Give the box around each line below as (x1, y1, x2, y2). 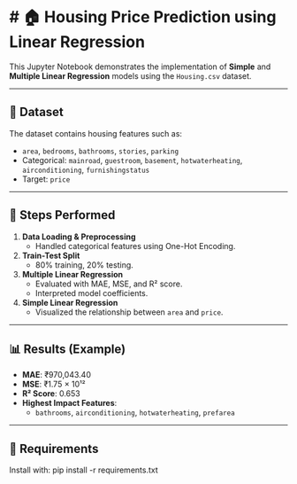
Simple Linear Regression (21, 297, 118, 308)
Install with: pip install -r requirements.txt (9, 464, 159, 475)
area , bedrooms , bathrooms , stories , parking (21, 145, 179, 156)
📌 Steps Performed (9, 207, 116, 222)
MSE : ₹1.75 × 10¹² (21, 379, 86, 390)
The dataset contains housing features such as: (9, 128, 183, 138)
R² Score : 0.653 (21, 388, 81, 399)
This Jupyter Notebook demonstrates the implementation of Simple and (9, 61, 271, 72)
